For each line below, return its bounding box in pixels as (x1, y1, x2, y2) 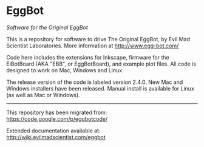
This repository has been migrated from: (6, 109, 107, 116)
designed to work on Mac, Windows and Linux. (6, 66, 124, 73)
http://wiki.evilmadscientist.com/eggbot (6, 133, 106, 140)
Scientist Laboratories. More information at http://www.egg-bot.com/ (6, 42, 179, 49)
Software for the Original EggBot (6, 24, 88, 31)
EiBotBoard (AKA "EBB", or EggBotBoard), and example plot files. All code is (6, 60, 196, 67)
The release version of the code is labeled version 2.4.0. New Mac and (6, 78, 183, 86)
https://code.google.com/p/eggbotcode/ (6, 115, 108, 122)
